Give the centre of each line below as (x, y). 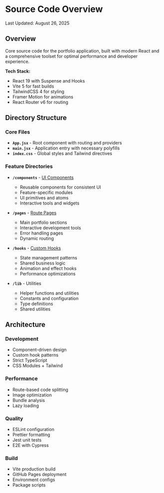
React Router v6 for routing (40, 102)
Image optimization (32, 395)
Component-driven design (39, 350)
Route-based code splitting (40, 389)
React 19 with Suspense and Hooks (49, 80)
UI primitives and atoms (44, 197)
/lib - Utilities (27, 283)
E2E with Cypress (30, 445)
